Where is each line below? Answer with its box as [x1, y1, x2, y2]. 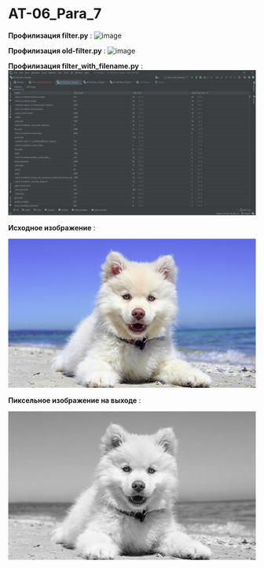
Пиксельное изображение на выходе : [8, 395, 141, 405]
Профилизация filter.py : [8, 31, 93, 40]
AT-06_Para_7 [8, 5, 102, 23]
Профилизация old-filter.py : [8, 46, 106, 55]
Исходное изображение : [8, 223, 96, 233]
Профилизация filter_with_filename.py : [8, 61, 143, 71]
